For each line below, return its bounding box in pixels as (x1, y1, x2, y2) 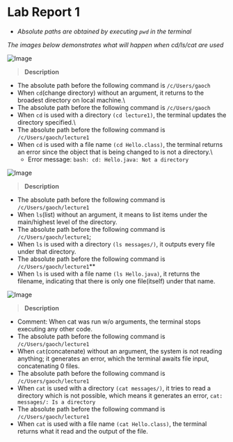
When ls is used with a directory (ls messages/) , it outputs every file (17, 239, 216, 248)
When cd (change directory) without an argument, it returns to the (17, 88, 204, 97)
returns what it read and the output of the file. (17, 427, 148, 435)
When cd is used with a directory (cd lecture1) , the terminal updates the (17, 111, 227, 119)
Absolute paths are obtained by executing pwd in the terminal (17, 27, 192, 35)
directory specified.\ (17, 118, 76, 126)
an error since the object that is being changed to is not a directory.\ (17, 148, 214, 156)
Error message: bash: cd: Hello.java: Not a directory (27, 155, 189, 164)
